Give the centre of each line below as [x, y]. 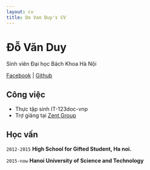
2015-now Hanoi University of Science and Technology [75, 161]
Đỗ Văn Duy [37, 47]
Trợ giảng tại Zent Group [46, 116]
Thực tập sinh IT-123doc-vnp [51, 109]
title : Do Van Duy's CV [36, 17]
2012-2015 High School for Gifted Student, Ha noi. [69, 149]
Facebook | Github [29, 75]
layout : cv [20, 12]
